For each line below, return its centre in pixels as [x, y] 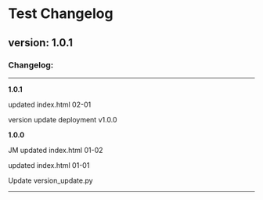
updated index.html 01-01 [49, 165]
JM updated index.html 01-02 [56, 150]
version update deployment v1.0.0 [63, 119]
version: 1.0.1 [40, 43]
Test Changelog [61, 14]
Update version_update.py [50, 180]
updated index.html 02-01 [50, 104]
